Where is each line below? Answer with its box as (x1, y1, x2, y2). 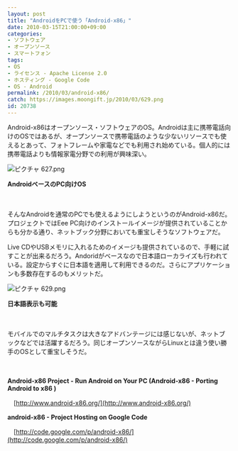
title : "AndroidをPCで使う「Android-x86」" (7, 17, 131, 24)
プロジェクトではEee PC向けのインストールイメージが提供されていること (7, 218, 222, 227)
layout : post (7, 10, 46, 18)
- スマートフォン (7, 50, 51, 57)
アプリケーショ (187, 260, 231, 269)
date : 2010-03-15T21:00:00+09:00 (7, 23, 107, 30)
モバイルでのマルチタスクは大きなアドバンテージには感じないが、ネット (7, 329, 220, 338)
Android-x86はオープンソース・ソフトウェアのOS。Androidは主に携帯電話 (7, 123, 225, 131)
